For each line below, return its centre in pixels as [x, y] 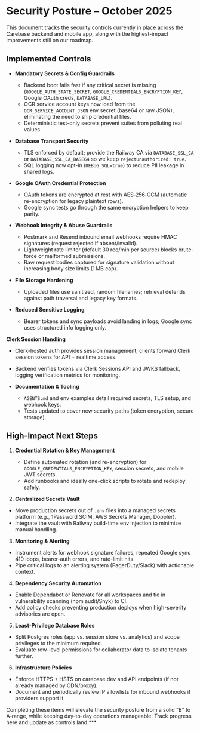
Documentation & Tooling [47, 386]
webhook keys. [42, 404]
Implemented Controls [49, 59]
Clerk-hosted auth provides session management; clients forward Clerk [103, 350]
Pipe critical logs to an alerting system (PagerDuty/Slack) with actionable [104, 565]
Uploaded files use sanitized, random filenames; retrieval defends [105, 291]
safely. [32, 487]
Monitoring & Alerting [42, 541]
